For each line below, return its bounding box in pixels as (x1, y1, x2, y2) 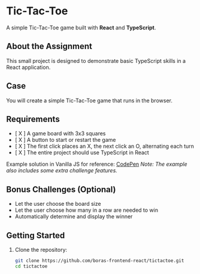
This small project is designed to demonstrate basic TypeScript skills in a (6, 57, 186, 64)
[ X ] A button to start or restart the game (14, 136, 116, 144)
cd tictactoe (14, 263, 48, 269)
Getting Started (6, 230, 65, 240)
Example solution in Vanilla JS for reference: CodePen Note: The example (6, 160, 187, 168)
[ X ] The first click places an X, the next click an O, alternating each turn (14, 142, 195, 150)
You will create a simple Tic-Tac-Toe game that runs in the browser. (6, 97, 172, 104)
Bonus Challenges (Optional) (6, 184, 116, 194)
